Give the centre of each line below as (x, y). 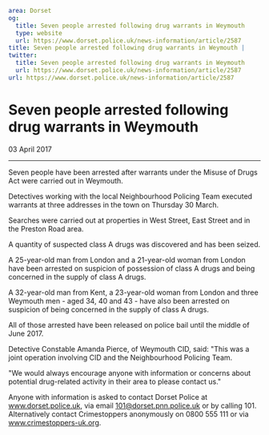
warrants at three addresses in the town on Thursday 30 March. (113, 204)
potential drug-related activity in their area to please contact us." (115, 381)
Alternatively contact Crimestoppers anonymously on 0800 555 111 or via (129, 414)
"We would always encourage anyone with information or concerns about (130, 373)
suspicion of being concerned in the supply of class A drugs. (109, 309)
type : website (39, 33)
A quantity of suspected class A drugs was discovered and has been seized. (134, 244)
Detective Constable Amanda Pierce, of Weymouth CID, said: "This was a (129, 348)
